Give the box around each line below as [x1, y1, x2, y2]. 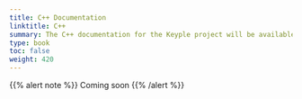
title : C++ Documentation [9, 13, 106, 22]
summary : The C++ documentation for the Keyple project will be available [9, 30, 296, 39]
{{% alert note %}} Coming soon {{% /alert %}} [9, 80, 185, 90]
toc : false [9, 47, 50, 56]
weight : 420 [9, 55, 54, 64]
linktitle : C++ [9, 22, 67, 31]
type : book [9, 38, 50, 48]
